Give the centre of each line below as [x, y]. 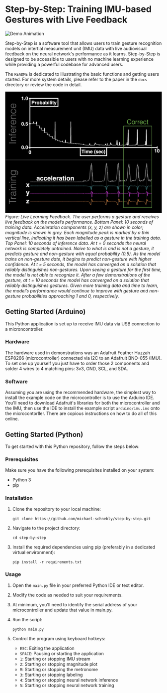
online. [12, 419]
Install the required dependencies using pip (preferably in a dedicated [84, 547]
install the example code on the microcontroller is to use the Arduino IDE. [80, 398]
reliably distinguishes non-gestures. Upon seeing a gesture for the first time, [83, 270]
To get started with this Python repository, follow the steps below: [73, 446]
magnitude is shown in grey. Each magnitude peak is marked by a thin [77, 232]
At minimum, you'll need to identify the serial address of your [75, 604]
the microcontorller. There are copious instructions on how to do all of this [81, 414]
